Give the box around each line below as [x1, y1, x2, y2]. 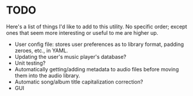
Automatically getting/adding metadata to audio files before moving [14, 65, 179, 72]
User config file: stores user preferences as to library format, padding [14, 41, 184, 48]
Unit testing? [14, 59, 46, 67]
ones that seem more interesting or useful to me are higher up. [6, 29, 158, 36]
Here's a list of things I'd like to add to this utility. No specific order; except [6, 23, 188, 30]
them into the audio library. [14, 72, 81, 79]
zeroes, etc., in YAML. [14, 47, 68, 54]
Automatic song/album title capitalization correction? [14, 78, 143, 85]
